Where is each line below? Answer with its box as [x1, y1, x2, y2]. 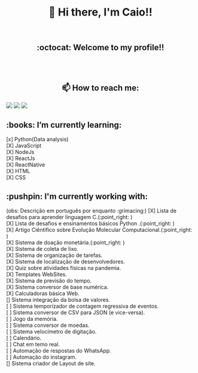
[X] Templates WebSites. [6, 271, 68, 278]
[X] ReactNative [6, 161, 45, 168]
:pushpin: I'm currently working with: [6, 191, 148, 201]
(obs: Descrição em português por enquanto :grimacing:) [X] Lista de [6, 207, 176, 214]
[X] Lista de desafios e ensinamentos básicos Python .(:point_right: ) [6, 220, 175, 227]
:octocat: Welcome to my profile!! [36, 43, 165, 53]
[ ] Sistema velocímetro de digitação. [6, 328, 97, 335]
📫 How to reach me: [62, 83, 139, 93]
